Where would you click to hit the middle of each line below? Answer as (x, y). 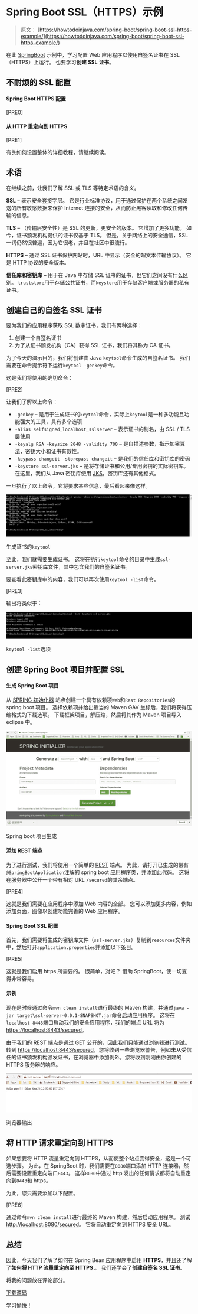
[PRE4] (15, 892)
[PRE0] (15, 112)
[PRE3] (15, 591)
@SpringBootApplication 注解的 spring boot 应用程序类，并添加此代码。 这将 (98, 872)
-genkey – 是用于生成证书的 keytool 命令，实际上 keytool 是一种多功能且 (99, 415)
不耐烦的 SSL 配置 (39, 82)
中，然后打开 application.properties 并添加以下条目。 (71, 947)
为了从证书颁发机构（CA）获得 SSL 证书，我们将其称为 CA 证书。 (94, 345)
